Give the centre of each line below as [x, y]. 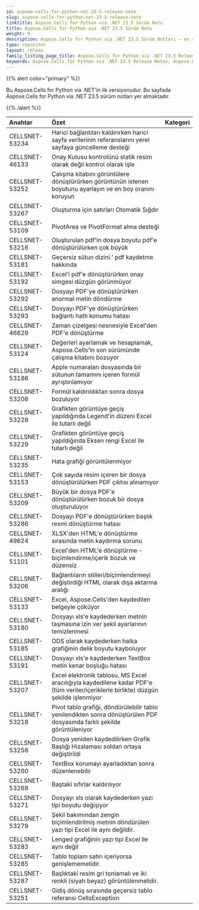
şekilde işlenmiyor [76, 697]
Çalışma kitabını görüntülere [90, 174]
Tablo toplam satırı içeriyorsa [92, 856]
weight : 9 [18, 34]
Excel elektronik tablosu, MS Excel [99, 675]
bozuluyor [65, 399]
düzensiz [64, 565]
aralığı [60, 590]
